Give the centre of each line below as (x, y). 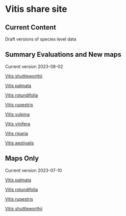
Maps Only (22, 159)
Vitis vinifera (18, 124)
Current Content (31, 27)
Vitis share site (36, 9)
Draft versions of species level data (41, 39)
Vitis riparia (17, 133)
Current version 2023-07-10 (34, 170)
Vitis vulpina (17, 114)
